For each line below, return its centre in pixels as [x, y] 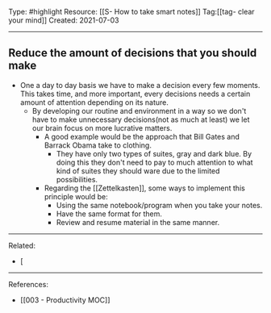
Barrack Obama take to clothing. [98, 145]
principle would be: [76, 196]
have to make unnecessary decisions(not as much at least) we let [141, 119]
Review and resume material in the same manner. [138, 222]
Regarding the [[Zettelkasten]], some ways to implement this [145, 188]
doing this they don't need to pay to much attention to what [154, 162]
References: [28, 284]
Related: [22, 245]
